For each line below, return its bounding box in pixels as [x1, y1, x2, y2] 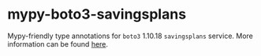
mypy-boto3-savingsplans [7, 5, 187, 23]
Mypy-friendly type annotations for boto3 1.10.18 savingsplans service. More [7, 31, 253, 40]
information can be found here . [7, 39, 108, 48]
